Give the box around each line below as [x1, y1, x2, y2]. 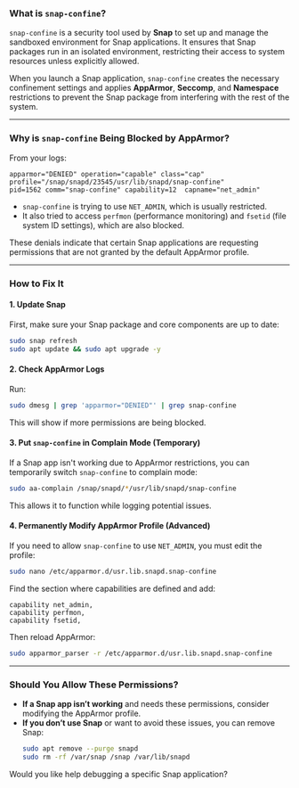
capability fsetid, [9, 616, 82, 625]
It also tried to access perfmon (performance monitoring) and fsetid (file [21, 210, 287, 221]
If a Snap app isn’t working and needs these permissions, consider [21, 698, 270, 709]
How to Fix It [9, 277, 64, 290]
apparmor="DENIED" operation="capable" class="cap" [9, 169, 205, 178]
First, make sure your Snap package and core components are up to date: [9, 319, 280, 330]
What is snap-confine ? [9, 7, 107, 20]
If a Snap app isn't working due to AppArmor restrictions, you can [9, 457, 250, 468]
